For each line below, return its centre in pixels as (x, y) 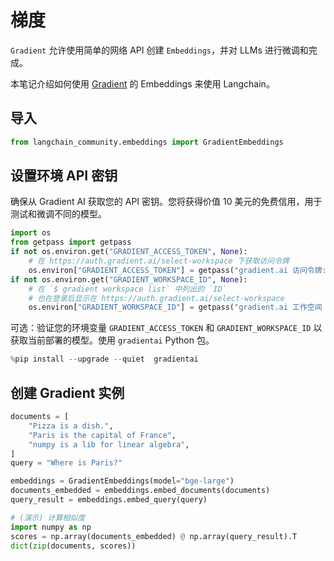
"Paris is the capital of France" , (102, 435)
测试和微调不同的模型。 (58, 214)
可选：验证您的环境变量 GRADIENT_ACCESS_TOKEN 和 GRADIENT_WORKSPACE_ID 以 (166, 328)
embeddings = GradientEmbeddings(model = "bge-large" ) (122, 481)
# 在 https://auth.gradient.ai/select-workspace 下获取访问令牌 (159, 261)
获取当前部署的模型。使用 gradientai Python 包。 (112, 340)
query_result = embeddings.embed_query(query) (109, 500)
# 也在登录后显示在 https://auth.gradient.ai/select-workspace (156, 298)
